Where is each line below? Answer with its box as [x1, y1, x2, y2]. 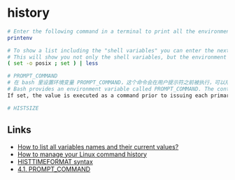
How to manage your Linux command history [17, 150, 148, 158]
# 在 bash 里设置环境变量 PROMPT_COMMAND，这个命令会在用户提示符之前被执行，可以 [7, 79, 225, 87]
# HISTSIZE [7, 105, 39, 112]
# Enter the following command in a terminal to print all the [7, 28, 196, 35]
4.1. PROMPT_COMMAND [17, 165, 91, 173]
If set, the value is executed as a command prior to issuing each [7, 92, 208, 99]
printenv [7, 34, 33, 41]
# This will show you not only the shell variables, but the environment [7, 54, 227, 61]
